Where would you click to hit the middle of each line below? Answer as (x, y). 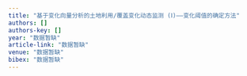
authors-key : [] (35, 30)
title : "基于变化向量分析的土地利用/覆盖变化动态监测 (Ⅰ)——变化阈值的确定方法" (124, 15)
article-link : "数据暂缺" (49, 45)
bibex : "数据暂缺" (36, 60)
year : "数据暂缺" (34, 38)
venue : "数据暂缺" (36, 52)
